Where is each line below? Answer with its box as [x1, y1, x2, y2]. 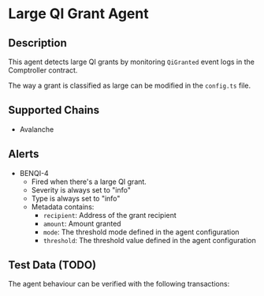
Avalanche [19, 124, 54, 134]
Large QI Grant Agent [8, 5, 149, 23]
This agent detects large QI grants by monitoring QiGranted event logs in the [8, 57, 255, 66]
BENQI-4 [19, 168, 49, 178]
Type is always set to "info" [31, 193, 121, 203]
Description [8, 36, 67, 50]
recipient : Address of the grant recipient [43, 210, 177, 219]
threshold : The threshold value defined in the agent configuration [43, 235, 256, 245]
